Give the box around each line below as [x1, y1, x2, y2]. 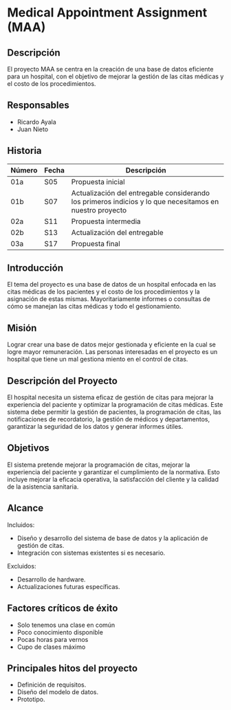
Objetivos [7, 442, 49, 454]
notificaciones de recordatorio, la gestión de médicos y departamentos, [7, 415, 210, 423]
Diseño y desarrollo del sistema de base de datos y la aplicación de [16, 534, 208, 542]
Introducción [7, 263, 64, 274]
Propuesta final [71, 238, 120, 248]
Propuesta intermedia [71, 217, 141, 226]
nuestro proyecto [71, 205, 127, 214]
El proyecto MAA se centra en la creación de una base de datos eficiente [7, 65, 214, 73]
